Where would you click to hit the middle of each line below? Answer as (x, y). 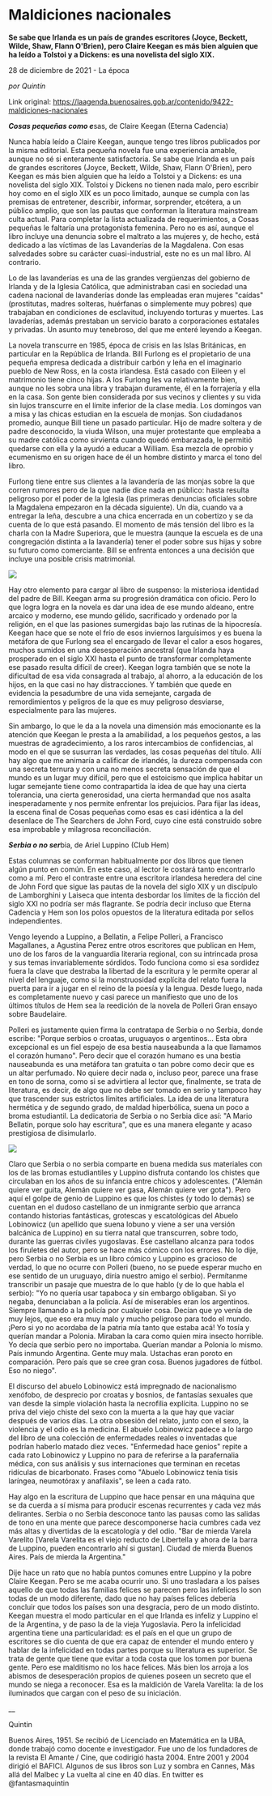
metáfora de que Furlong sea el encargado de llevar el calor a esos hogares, (136, 641)
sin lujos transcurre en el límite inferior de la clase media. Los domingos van (135, 405)
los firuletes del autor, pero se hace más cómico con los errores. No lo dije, (134, 1250)
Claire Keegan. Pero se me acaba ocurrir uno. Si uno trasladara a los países (134, 1581)
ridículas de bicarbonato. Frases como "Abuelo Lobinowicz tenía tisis (123, 1472)
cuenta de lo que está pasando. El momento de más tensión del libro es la (132, 524)
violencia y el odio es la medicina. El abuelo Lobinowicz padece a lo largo (131, 1429)
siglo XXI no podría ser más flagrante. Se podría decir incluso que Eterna (130, 903)
